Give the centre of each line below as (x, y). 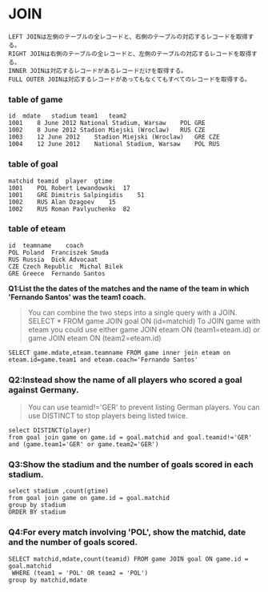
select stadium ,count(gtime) (59, 491)
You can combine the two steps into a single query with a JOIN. (132, 312)
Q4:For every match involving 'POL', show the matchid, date (127, 532)
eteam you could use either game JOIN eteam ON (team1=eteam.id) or (144, 329)
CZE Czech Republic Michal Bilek (66, 266)
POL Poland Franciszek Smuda (59, 252)
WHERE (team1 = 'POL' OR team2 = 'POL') (80, 573)
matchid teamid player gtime (60, 181)
